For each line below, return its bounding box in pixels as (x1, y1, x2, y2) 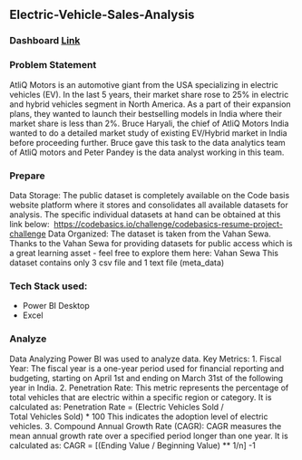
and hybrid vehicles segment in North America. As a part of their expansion (9, 99, 292, 110)
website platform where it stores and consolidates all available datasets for (9, 199, 288, 210)
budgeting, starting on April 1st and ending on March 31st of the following (9, 372, 284, 383)
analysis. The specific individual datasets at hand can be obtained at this (9, 208, 281, 220)
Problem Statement (9, 59, 97, 72)
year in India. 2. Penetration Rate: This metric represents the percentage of (9, 382, 289, 393)
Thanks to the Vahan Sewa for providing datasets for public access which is (9, 237, 293, 248)
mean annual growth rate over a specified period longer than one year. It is (9, 430, 288, 441)
